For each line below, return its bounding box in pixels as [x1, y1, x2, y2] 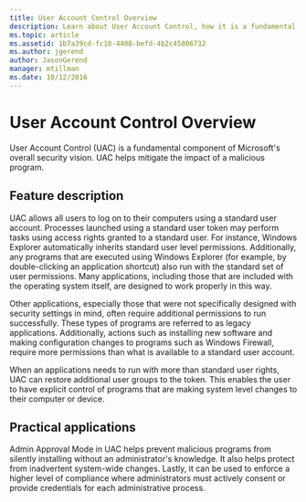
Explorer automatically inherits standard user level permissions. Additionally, [9, 241, 297, 252]
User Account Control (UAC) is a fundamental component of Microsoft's [9, 142, 280, 153]
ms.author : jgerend [9, 47, 84, 57]
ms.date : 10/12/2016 [9, 73, 89, 82]
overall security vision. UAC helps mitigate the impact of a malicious [9, 152, 265, 162]
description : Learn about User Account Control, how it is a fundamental [9, 22, 297, 31]
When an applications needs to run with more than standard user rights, [9, 364, 280, 375]
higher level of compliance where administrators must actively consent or [9, 473, 286, 484]
